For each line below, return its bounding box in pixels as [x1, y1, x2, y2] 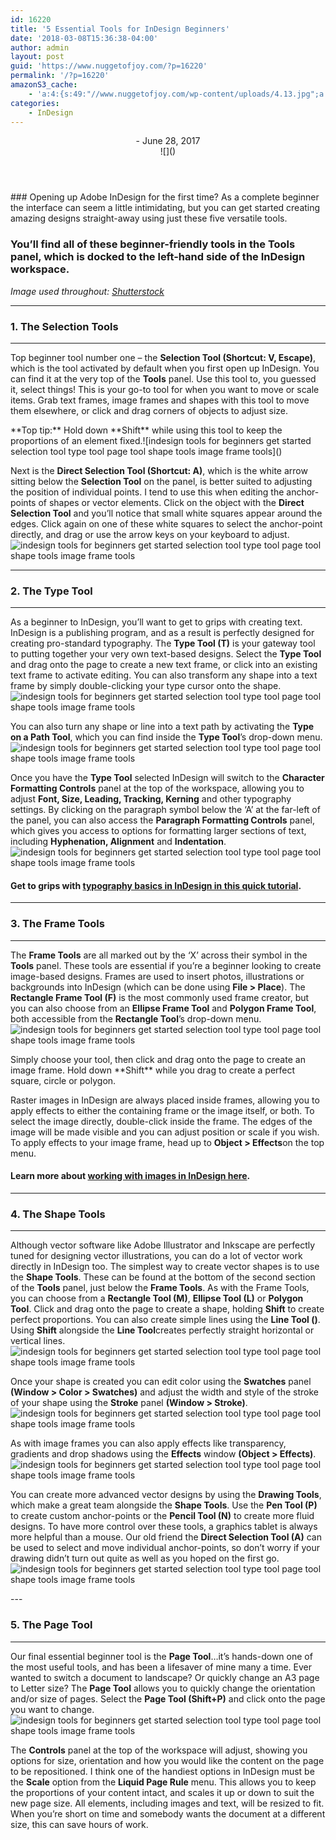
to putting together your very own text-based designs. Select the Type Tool [10, 648, 322, 660]
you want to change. [10, 1703, 95, 1715]
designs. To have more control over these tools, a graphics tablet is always [10, 1521, 318, 1533]
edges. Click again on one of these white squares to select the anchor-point [10, 517, 323, 530]
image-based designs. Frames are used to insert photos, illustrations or [10, 970, 305, 982]
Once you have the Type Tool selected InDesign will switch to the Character [10, 772, 325, 784]
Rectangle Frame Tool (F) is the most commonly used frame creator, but [10, 991, 310, 1003]
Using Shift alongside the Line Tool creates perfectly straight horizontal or [10, 1324, 315, 1336]
